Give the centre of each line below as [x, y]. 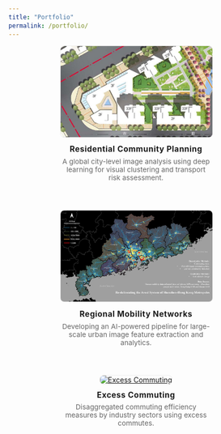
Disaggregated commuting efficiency [136, 407]
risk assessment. [136, 178]
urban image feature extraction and [146, 334]
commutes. [136, 423]
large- [200, 326]
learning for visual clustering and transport [136, 170]
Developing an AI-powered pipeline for [125, 326]
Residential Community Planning [136, 149]
